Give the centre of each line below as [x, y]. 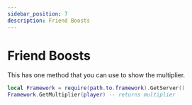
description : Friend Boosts [49, 21]
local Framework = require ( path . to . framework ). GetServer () [96, 88]
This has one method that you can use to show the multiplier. [96, 75]
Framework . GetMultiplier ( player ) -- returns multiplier [91, 95]
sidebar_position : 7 [38, 14]
